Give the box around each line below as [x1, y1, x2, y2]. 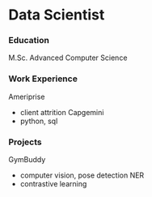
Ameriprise [8, 92, 45, 101]
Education [8, 35, 50, 46]
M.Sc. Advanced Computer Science [8, 53, 128, 62]
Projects [8, 136, 42, 148]
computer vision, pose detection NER [19, 170, 145, 180]
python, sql [19, 116, 58, 126]
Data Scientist [8, 6, 105, 24]
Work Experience [8, 73, 78, 84]
